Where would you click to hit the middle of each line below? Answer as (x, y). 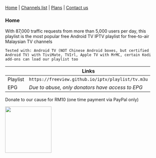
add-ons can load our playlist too (42, 59)
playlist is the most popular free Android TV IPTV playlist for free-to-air (77, 37)
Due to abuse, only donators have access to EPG (86, 87)
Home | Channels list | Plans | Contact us (47, 8)
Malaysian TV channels (29, 41)
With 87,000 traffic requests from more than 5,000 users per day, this (76, 31)
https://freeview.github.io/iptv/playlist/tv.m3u (88, 79)
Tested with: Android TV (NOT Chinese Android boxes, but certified (77, 51)
